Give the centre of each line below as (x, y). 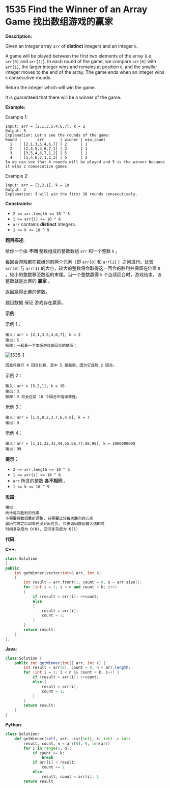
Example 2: (17, 176)
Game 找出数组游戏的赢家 (59, 22)
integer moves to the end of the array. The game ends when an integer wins (85, 72)
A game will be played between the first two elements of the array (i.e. (79, 56)
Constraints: (19, 203)
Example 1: (17, 117)
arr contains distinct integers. (44, 224)
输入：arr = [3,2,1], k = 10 (35, 386)
